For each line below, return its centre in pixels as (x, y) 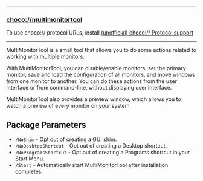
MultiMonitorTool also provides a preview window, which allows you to (94, 99)
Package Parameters (46, 125)
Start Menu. (30, 159)
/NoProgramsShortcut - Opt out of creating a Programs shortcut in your (102, 153)
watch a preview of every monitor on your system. (69, 106)
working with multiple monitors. (45, 57)
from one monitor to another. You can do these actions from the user (92, 81)
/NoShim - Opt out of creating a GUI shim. (66, 139)
